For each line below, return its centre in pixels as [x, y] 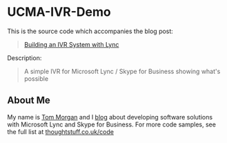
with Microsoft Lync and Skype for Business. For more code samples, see [111, 124]
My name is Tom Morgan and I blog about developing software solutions [110, 117]
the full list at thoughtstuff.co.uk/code [60, 131]
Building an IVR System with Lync [71, 44]
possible [36, 78]
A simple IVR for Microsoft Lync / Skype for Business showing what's [122, 71]
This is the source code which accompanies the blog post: [90, 31]
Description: [24, 58]
